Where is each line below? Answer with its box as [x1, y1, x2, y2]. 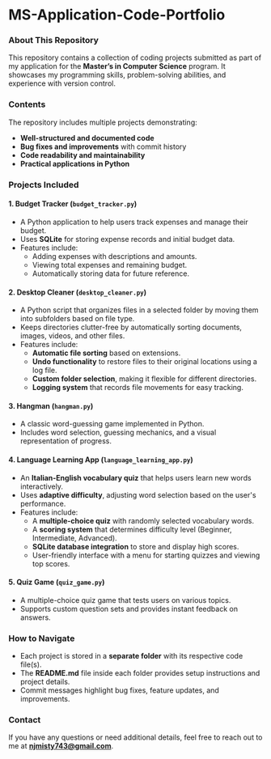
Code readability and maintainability [19, 150, 146, 159]
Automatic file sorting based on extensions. [32, 348, 181, 358]
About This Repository [8, 35, 100, 46]
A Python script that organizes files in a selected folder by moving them [19, 305, 259, 315]
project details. [19, 677, 70, 687]
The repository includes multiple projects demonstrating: [8, 117, 198, 127]
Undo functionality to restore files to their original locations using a [32, 357, 257, 367]
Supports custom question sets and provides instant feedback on [19, 604, 239, 613]
